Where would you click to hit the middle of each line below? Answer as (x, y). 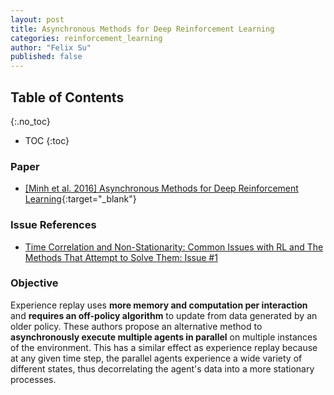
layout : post (37, 19)
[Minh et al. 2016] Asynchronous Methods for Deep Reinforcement (161, 188)
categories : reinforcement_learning (86, 38)
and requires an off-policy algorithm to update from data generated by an (164, 315)
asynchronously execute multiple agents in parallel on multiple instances (164, 337)
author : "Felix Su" (51, 47)
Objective (34, 283)
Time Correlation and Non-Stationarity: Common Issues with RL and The (174, 247)
